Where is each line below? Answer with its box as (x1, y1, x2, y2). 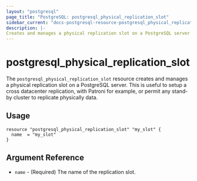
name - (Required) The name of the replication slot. (14, 168, 136, 175)
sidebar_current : (6, 19, 49, 25)
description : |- (6, 25, 46, 31)
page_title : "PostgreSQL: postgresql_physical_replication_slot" (6, 14, 169, 20)
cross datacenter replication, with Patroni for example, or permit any (6, 88, 171, 95)
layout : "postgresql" (6, 8, 59, 15)
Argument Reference (6, 153, 84, 163)
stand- (172, 88, 188, 95)
